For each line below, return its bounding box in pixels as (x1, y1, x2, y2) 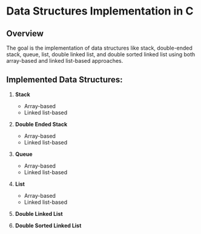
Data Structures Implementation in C (6, 4, 194, 18)
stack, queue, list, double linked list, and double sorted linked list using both (6, 51, 196, 58)
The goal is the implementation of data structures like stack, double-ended (6, 44, 193, 51)
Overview (6, 28, 44, 39)
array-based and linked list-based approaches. (6, 57, 124, 64)
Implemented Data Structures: (6, 74, 123, 85)
